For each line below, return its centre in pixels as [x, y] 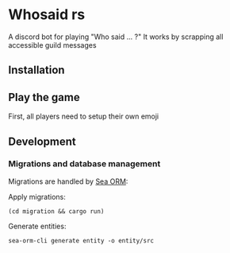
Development [42, 141]
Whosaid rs [47, 15]
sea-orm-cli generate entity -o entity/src [81, 240]
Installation [36, 70]
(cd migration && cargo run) [56, 211]
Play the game [44, 97]
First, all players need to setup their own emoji [84, 116]
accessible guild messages [52, 45]
